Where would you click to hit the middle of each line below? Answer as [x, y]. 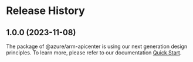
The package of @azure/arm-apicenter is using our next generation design [97, 46]
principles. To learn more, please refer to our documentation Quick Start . [94, 53]
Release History [45, 11]
